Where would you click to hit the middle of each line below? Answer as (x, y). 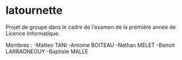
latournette (34, 10)
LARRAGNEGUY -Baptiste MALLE (47, 51)
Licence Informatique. (33, 33)
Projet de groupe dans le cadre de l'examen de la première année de (91, 27)
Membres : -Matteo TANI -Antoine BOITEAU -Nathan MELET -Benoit (90, 45)
